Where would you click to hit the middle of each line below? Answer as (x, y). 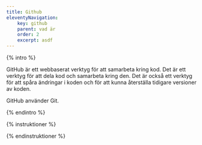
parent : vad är (37, 29)
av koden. (19, 89)
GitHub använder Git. (33, 101)
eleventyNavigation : (33, 18)
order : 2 (28, 35)
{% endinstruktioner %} (36, 136)
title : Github (24, 12)
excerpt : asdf (35, 40)
